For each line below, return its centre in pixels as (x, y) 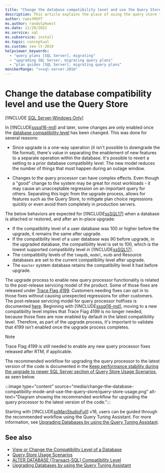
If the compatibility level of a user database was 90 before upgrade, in (83, 239)
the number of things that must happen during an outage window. (79, 168)
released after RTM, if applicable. (39, 351)
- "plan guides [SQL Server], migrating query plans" (66, 65)
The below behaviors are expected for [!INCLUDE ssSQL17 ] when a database (82, 214)
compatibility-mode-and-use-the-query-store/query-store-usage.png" (77, 391)
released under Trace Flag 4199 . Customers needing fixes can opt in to (77, 290)
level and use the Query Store (67, 104)
